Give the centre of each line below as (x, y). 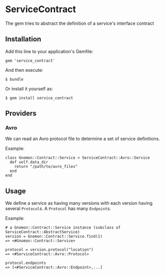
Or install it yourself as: (29, 88)
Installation (23, 39)
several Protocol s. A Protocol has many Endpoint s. (58, 209)
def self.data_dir (29, 162)
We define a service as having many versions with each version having (79, 203)
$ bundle (14, 79)
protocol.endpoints (26, 263)
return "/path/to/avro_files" (46, 167)
